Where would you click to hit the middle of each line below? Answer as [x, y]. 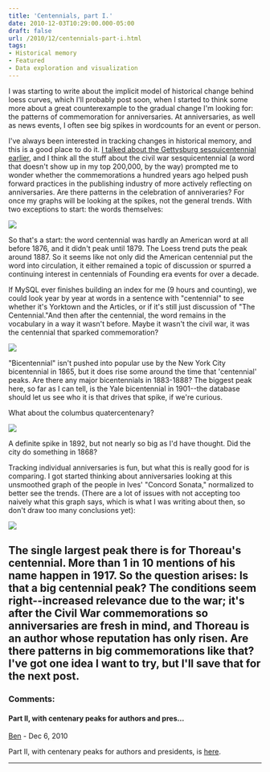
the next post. [44, 676]
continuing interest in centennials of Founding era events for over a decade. [134, 273]
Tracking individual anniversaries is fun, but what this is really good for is [129, 467]
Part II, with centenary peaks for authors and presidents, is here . [115, 752]
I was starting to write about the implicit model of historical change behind [131, 91]
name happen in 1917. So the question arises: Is [129, 576]
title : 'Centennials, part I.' [61, 16]
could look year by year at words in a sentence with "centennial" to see [126, 298]
